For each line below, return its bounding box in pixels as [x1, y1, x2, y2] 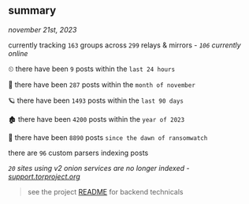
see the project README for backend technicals [27, 187, 184, 196]
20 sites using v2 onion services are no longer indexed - [8, 163, 190, 172]
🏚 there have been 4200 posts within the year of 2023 [8, 114, 185, 123]
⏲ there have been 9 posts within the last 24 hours [8, 64, 176, 74]
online [8, 48, 28, 58]
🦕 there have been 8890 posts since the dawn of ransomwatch [8, 132, 208, 142]
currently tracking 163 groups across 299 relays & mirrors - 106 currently [8, 40, 242, 50]
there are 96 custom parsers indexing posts [8, 148, 149, 157]
